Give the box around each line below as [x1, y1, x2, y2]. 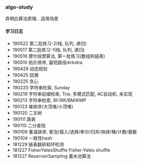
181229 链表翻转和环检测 [12, 141, 64, 147]
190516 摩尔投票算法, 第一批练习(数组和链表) [12, 53, 105, 59]
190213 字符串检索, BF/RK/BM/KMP [12, 97, 86, 103]
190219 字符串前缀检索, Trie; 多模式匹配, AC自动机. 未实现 [12, 91, 133, 97]
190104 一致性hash [12, 135, 53, 141]
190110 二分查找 [12, 122, 46, 128]
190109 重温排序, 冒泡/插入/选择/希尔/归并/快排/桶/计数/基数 [12, 129, 137, 135]
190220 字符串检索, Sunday [12, 84, 70, 90]
